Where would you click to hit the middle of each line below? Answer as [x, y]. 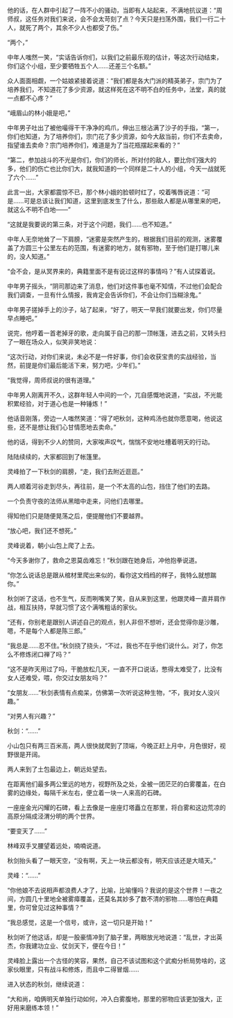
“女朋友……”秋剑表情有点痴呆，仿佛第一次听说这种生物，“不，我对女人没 [110, 692]
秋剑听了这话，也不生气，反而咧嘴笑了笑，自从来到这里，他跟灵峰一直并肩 [113, 598]
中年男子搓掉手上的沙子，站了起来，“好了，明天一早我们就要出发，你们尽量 [115, 310]
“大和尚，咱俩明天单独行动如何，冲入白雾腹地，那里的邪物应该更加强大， [112, 999]
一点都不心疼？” [30, 98]
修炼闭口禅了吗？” [45, 654]
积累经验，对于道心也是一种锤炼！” [57, 404]
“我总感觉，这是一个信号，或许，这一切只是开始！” [80, 922]
